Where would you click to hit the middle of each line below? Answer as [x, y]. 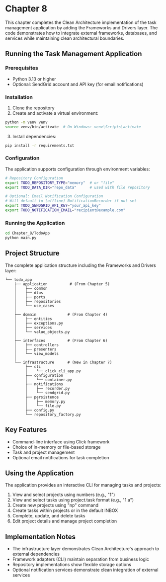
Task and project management [43, 452]
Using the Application [40, 473]
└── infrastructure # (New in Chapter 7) [63, 362]
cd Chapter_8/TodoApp [28, 233]
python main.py [21, 238]
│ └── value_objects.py [42, 332]
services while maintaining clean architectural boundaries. [65, 38]
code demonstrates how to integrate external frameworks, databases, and [81, 33]
